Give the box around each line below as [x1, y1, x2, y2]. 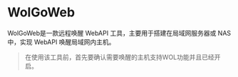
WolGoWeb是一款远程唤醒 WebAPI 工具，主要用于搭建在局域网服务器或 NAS [7, 29, 232, 37]
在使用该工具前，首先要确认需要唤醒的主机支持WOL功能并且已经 [24, 53, 215, 61]
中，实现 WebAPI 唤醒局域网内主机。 [7, 37, 115, 46]
